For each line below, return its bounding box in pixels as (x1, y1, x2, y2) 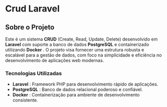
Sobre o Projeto (5, 23, 55, 31)
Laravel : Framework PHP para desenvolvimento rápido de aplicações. (12, 81, 158, 87)
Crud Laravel (5, 3, 60, 14)
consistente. (12, 97, 39, 103)
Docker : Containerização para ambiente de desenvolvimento (12, 92, 140, 98)
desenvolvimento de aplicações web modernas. (5, 57, 104, 63)
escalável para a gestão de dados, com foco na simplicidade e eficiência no (5, 52, 162, 58)
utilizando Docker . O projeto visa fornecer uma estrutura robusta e (5, 47, 144, 52)
